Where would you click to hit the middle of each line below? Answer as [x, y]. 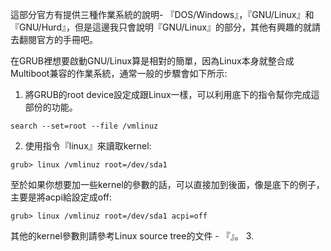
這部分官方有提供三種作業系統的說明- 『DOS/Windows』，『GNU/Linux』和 [162, 14]
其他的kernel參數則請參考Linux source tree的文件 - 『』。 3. [132, 236]
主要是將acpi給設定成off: [61, 197]
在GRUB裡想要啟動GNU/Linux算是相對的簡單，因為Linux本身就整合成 [152, 61]
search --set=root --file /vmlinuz [84, 126]
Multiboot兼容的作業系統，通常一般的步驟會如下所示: [119, 73]
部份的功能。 [51, 107]
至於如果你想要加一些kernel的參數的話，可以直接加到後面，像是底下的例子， [167, 184]
